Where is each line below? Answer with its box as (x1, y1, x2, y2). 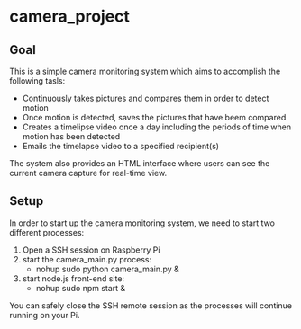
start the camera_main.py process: (22, 253, 151, 264)
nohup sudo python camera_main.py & (35, 263, 180, 274)
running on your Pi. (9, 309, 80, 320)
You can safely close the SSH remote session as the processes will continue (9, 299, 293, 311)
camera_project (9, 6, 131, 27)
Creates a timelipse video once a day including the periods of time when (22, 121, 292, 132)
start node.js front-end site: (22, 272, 124, 284)
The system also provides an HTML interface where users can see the (9, 158, 270, 168)
